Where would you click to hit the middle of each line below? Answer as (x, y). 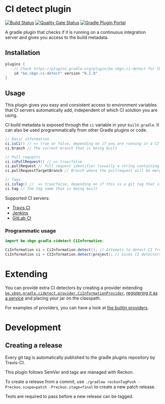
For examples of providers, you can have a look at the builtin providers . (77, 307)
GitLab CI (22, 218)
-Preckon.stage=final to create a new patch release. (102, 387)
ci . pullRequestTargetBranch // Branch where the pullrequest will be (78, 171)
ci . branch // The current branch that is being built (61, 148)
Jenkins (20, 213)
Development (33, 327)
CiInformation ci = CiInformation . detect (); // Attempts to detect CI (79, 250)
